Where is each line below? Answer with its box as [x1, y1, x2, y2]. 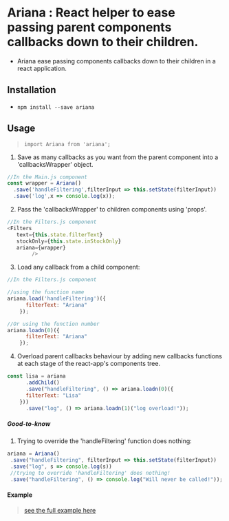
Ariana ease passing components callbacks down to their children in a [17, 57, 217, 65]
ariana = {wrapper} [16, 244, 67, 251]
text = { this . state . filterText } [16, 231, 103, 238]
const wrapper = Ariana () [7, 180, 81, 187]
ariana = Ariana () [7, 450, 60, 458]
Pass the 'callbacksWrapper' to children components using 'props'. [17, 205, 208, 214]
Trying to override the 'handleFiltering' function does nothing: [17, 437, 193, 445]
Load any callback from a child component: [17, 263, 140, 272]
